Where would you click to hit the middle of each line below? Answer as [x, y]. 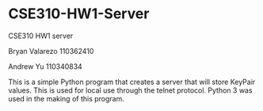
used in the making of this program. [67, 98]
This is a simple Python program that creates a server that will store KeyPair [132, 82]
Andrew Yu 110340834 [46, 66]
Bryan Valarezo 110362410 [51, 51]
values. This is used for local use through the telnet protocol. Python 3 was [130, 90]
